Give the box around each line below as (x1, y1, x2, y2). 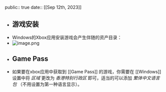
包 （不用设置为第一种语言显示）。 (12, 81, 82, 87)
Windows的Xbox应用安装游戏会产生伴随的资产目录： (12, 34, 122, 40)
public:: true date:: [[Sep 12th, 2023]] (5, 5, 82, 10)
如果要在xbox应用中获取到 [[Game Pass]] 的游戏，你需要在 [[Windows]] (12, 68, 161, 74)
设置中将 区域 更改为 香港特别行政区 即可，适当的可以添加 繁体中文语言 (12, 75, 160, 81)
